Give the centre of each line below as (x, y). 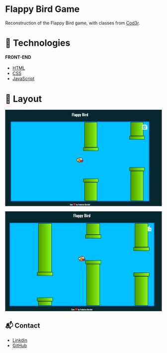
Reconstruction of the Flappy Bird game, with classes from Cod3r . (73, 23)
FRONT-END (18, 57)
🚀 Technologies (38, 43)
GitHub (20, 345)
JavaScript (23, 79)
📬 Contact (23, 326)
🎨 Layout (24, 99)
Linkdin (20, 340)
